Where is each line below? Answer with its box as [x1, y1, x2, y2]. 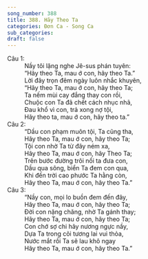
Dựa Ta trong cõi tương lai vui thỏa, [24, 229, 124, 238]
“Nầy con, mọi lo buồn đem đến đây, [24, 193, 128, 201]
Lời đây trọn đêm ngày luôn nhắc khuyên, [24, 76, 142, 85]
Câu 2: [7, 120, 26, 128]
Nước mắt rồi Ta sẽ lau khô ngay [24, 237, 116, 245]
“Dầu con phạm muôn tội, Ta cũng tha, [24, 128, 134, 136]
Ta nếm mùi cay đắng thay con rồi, [24, 91, 123, 100]
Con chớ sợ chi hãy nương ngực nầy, [24, 223, 129, 231]
